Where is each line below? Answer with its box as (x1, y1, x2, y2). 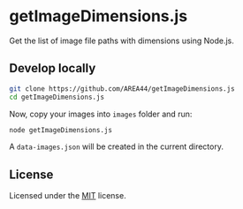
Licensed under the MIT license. (9, 190, 126, 201)
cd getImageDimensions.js (9, 93, 104, 101)
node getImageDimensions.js (9, 125, 113, 134)
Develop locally (9, 61, 96, 76)
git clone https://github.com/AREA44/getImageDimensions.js (9, 84, 236, 93)
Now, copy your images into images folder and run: (9, 108, 193, 119)
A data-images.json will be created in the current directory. (9, 141, 224, 152)
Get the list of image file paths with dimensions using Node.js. (9, 35, 234, 46)
